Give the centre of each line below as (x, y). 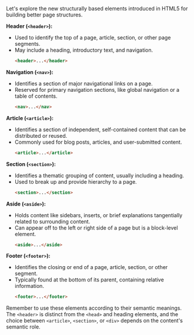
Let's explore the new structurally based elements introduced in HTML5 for (97, 9)
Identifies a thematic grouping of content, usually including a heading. (99, 175)
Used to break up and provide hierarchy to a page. (76, 181)
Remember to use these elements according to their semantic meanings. (94, 308)
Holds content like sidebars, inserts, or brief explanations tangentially (98, 215)
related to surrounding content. (52, 221)
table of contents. (36, 96)
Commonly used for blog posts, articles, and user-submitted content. (98, 142)
